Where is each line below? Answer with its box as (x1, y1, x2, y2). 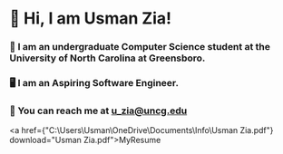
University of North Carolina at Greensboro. (9, 52, 206, 64)
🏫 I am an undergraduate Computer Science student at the (9, 41, 270, 53)
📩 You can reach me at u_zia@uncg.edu (9, 104, 188, 117)
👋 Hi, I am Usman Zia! (9, 8, 172, 29)
